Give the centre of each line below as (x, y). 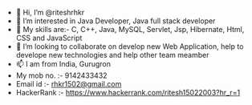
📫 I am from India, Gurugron (63, 64)
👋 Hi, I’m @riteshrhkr (50, 12)
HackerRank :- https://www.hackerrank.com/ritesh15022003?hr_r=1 (128, 93)
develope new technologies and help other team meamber (112, 55)
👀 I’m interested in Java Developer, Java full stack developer (116, 21)
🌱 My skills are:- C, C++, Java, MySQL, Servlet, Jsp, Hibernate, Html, (130, 29)
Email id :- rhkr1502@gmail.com (69, 84)
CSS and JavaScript (49, 38)
